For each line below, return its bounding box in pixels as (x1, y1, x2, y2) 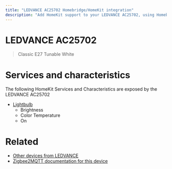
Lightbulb (12, 101, 33, 108)
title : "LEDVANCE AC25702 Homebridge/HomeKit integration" (5, 7, 134, 13)
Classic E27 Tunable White (17, 51, 74, 57)
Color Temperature (20, 112, 60, 118)
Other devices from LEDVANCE (12, 153, 79, 159)
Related (5, 136, 38, 147)
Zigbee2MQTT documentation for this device (12, 158, 108, 164)
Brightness (20, 107, 44, 113)
